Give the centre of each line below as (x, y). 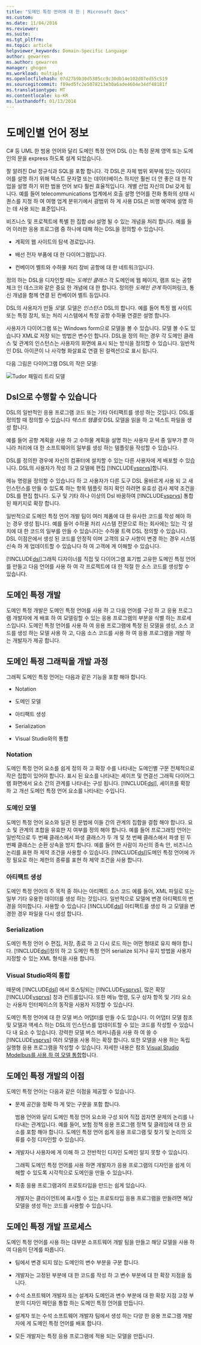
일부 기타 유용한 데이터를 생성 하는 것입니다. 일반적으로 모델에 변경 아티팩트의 (97, 898)
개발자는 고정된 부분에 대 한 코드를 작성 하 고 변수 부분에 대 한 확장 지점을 (100, 1275)
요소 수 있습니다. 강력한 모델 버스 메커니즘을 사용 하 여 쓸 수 (88, 1032)
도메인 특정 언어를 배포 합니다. (68, 1323)
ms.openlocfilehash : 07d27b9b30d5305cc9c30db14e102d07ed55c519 (87, 79)
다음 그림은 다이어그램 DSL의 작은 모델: (52, 363)
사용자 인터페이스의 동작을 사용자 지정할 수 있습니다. (73, 1005)
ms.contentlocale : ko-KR (37, 96)
